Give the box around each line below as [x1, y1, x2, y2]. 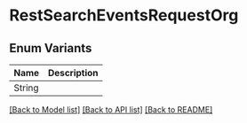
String [13, 81, 39, 94]
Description [47, 67, 100, 79]
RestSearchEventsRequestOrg [9, 5, 239, 26]
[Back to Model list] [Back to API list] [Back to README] [9, 104, 213, 115]
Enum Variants [9, 41, 92, 56]
